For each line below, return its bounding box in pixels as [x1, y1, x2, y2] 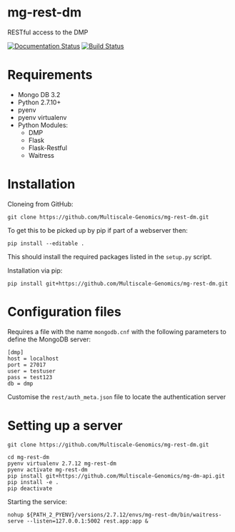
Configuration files [7, 304, 121, 320]
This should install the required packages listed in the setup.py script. [7, 252, 212, 261]
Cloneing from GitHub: [7, 199, 74, 208]
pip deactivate [7, 485, 53, 492]
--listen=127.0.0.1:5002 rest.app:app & [26, 517, 149, 525]
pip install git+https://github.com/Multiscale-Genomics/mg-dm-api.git [7, 472, 225, 479]
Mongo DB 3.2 [17, 90, 61, 99]
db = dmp [7, 380, 34, 387]
